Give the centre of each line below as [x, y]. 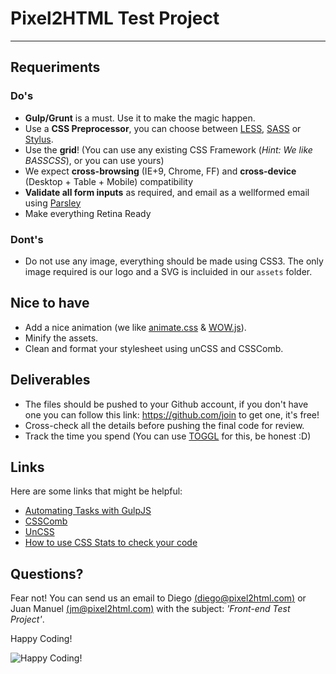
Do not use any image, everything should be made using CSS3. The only [174, 261]
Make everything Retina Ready [88, 213]
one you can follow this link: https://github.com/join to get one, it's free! [172, 414]
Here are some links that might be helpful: [96, 491]
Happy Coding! [41, 639]
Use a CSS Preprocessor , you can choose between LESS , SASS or [163, 128]
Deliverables [50, 380]
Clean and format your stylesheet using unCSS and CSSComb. [154, 348]
